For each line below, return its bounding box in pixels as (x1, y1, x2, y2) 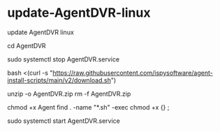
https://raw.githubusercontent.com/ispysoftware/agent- (52, 68, 213, 77)
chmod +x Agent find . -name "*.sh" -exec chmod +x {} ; (7, 103, 170, 111)
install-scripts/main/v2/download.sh (7, 75, 112, 85)
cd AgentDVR (7, 41, 47, 50)
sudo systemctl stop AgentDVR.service (7, 54, 120, 64)
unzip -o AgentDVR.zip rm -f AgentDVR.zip (7, 89, 131, 98)
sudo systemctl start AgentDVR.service (7, 117, 120, 125)
